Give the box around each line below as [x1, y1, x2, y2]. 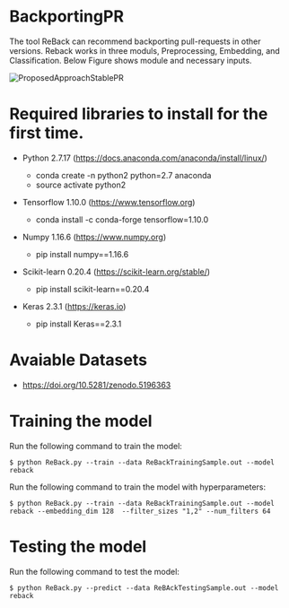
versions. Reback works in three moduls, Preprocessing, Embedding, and [9, 45, 280, 56]
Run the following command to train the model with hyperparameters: [9, 482, 267, 492]
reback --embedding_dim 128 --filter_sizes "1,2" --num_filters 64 [9, 507, 271, 516]
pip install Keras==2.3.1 [35, 318, 122, 329]
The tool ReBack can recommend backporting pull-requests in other [9, 36, 262, 47]
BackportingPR [9, 6, 124, 27]
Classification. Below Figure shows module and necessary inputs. [9, 55, 252, 65]
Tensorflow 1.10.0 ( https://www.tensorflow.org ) [22, 196, 196, 207]
